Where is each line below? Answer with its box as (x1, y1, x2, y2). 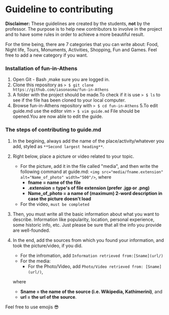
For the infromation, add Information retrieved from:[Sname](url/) (20, 252, 164, 258)
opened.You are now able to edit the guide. (12, 113, 103, 119)
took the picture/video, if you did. (12, 243, 83, 249)
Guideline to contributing (5, 4, 114, 15)
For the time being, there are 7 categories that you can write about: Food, (5, 41, 159, 47)
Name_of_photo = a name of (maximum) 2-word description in (27, 190, 163, 196)
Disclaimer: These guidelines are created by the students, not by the (5, 20, 150, 27)
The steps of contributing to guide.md (5, 126, 102, 133)
